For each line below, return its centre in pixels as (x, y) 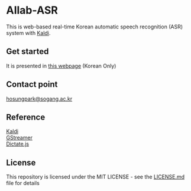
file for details (23, 183)
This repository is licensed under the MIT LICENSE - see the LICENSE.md (96, 177)
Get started (27, 52)
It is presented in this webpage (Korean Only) (61, 66)
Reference (26, 117)
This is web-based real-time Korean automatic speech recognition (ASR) (95, 27)
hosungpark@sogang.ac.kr (39, 99)
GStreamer (19, 138)
